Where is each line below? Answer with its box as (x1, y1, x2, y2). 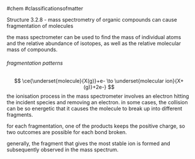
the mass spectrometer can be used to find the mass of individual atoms (6, 34, 182, 40)
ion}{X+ (165, 77, 184, 84)
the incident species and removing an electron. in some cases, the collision (6, 99, 188, 106)
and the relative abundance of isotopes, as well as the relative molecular (6, 40, 181, 47)
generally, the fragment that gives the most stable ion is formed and (6, 140, 170, 147)
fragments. (6, 111, 33, 118)
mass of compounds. (6, 46, 58, 53)
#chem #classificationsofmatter (6, 5, 84, 12)
